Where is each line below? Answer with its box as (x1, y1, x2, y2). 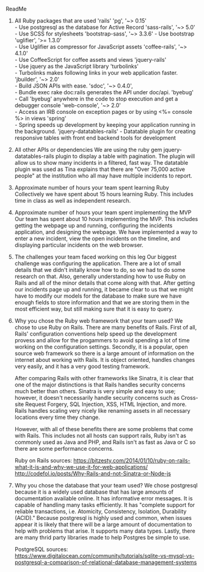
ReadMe (5, 6, 27, 12)
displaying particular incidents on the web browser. (14, 241, 144, 249)
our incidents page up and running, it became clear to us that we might (14, 286, 194, 293)
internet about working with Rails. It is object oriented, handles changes (14, 356, 195, 363)
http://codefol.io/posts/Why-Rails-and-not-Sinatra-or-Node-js (14, 470, 172, 477)
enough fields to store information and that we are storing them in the (14, 299, 190, 306)
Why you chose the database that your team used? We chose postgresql (14, 482, 198, 489)
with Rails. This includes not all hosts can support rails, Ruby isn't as (14, 432, 187, 439)
